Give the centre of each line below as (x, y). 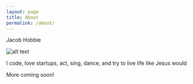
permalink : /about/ (31, 23)
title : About (22, 17)
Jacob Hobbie (24, 40)
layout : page (22, 12)
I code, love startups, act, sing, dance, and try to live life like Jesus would (96, 63)
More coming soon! (30, 75)
